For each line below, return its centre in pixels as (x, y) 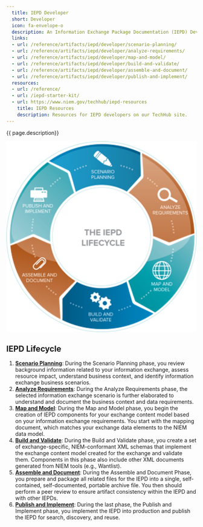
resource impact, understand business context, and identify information (104, 376)
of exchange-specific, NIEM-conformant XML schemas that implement (103, 447)
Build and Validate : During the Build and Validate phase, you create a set (106, 441)
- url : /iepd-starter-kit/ (46, 96)
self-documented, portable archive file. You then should (113, 485)
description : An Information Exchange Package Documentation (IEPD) (100, 32)
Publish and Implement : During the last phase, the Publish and (93, 505)
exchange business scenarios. (53, 383)
